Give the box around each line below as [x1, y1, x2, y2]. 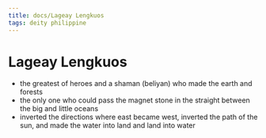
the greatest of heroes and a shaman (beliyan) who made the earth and [19, 79, 253, 88]
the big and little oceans [19, 104, 99, 114]
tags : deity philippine [8, 19, 87, 27]
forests [19, 88, 44, 97]
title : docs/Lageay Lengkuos [8, 11, 104, 20]
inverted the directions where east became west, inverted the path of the [19, 112, 258, 122]
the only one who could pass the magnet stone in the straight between [19, 95, 251, 105]
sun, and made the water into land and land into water [19, 121, 196, 130]
